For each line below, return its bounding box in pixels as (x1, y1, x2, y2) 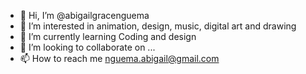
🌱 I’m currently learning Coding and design (19, 31, 197, 42)
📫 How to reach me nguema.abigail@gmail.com (19, 53, 220, 64)
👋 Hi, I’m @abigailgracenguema (19, 10, 150, 21)
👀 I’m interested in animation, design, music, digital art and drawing (19, 20, 297, 32)
